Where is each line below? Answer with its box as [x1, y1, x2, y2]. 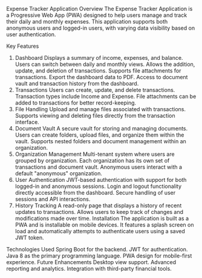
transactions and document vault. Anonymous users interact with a [15, 163, 183, 170]
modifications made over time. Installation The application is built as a [15, 215, 189, 222]
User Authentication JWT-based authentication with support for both [15, 176, 187, 183]
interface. [15, 118, 39, 126]
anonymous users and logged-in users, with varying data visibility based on [6, 24, 195, 31]
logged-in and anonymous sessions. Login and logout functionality [15, 183, 182, 190]
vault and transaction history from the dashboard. [15, 80, 139, 87]
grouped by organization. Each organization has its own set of [15, 157, 170, 164]
